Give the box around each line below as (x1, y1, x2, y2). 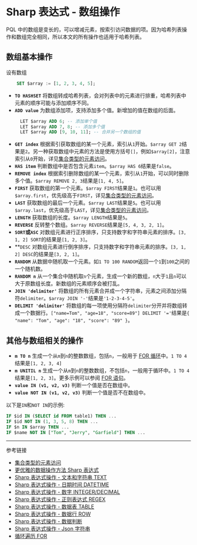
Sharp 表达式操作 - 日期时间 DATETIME (14, 481, 110, 488)
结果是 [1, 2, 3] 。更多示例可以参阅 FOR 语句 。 (14, 374, 129, 382)
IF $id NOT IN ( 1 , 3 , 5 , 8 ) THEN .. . (6, 418, 98, 425)
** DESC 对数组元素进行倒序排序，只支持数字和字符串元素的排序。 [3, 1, (14, 243, 186, 250)
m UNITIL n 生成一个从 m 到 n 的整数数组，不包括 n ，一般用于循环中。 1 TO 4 (14, 367, 189, 374)
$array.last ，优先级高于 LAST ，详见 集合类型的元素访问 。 (14, 207, 152, 214)
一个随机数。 (14, 265, 46, 272)
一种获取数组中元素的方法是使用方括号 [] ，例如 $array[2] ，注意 (38, 148, 191, 155)
